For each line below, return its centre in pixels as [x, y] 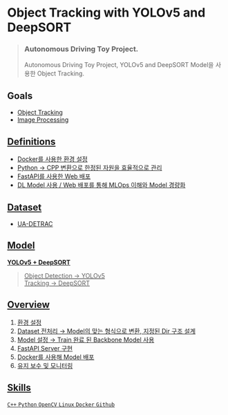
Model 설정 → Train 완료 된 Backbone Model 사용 [86, 340]
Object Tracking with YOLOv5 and [106, 13]
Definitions [31, 141]
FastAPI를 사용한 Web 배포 [54, 176]
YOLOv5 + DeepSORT [39, 262]
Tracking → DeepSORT [57, 283]
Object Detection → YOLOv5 [65, 275]
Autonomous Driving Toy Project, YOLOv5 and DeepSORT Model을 [119, 65]
